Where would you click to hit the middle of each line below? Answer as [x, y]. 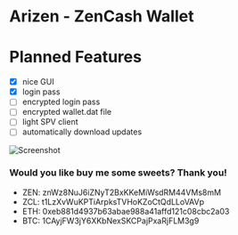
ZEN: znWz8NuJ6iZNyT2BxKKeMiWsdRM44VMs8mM [121, 192]
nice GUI [38, 82]
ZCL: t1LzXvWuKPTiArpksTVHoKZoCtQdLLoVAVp [113, 201]
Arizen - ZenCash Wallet [102, 16]
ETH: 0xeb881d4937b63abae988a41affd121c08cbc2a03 [126, 211]
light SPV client [50, 122]
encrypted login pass [61, 102]
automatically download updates [82, 132]
